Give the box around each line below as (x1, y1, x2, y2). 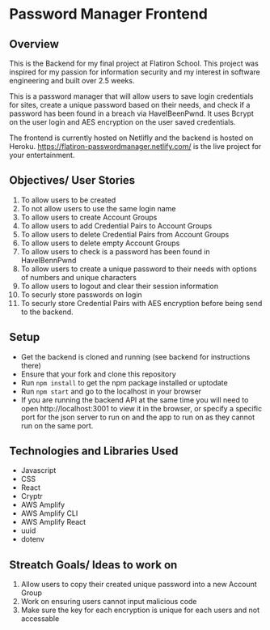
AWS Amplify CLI (20, 509, 78, 518)
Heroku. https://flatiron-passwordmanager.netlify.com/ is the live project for (9, 142, 262, 151)
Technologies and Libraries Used (9, 445, 179, 458)
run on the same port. (20, 420, 94, 430)
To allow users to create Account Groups (20, 212, 158, 222)
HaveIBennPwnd (20, 255, 77, 265)
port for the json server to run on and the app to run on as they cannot (20, 412, 255, 422)
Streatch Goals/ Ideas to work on (9, 558, 178, 572)
